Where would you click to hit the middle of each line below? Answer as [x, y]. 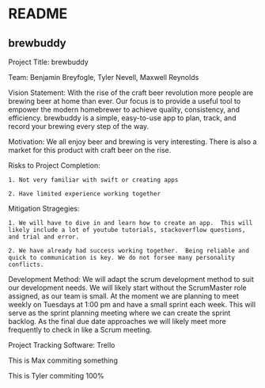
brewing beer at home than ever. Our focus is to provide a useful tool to [125, 101]
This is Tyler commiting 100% [56, 376]
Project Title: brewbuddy [48, 62]
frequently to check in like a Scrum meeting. [80, 330]
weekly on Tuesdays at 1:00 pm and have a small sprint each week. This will [132, 304]
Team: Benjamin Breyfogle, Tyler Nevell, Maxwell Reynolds [104, 77]
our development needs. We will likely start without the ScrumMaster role [127, 287]
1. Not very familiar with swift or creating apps [93, 180]
